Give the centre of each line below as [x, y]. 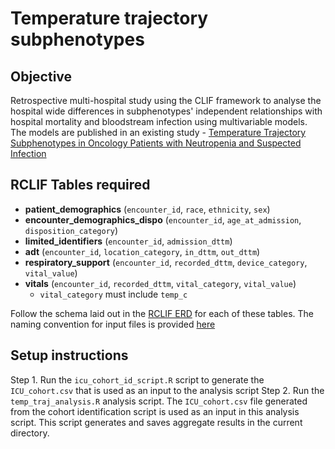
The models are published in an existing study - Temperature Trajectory [158, 132]
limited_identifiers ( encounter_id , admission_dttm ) [128, 241]
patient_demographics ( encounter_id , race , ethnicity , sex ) [147, 209]
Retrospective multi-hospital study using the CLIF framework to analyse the [166, 100]
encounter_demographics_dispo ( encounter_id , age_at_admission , [163, 219]
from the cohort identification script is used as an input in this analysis [155, 411]
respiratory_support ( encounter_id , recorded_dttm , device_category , [166, 262]
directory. [30, 433]
